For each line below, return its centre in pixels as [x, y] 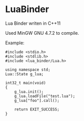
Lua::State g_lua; [24, 74]
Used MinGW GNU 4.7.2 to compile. [42, 33]
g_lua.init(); [29, 92]
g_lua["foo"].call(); [37, 100]
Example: [15, 43]
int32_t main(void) [26, 83]
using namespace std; [28, 70]
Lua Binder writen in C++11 [33, 23]
